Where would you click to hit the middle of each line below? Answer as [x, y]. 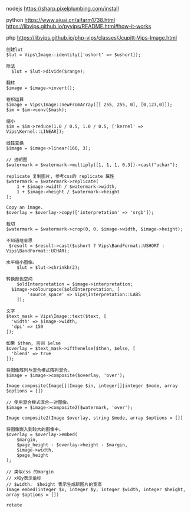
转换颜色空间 [19, 279]
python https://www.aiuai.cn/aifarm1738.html [61, 20]
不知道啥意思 [19, 241]
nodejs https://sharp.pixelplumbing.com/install [62, 9]
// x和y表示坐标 [24, 478]
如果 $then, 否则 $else [33, 343]
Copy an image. [25, 207]
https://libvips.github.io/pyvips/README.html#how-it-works [79, 26]
